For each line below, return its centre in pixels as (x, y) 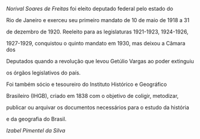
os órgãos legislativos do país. (44, 73)
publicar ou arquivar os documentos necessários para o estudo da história (98, 107)
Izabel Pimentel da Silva (36, 130)
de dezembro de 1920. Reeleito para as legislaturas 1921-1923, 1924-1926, (97, 32)
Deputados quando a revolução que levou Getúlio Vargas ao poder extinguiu (100, 61)
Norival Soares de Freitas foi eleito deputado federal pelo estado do (90, 9)
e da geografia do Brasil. (36, 119)
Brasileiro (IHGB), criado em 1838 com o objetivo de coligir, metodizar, (93, 96)
